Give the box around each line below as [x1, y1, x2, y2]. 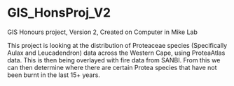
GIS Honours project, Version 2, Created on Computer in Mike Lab [7, 28, 198, 36]
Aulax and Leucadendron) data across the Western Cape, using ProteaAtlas [7, 49, 226, 57]
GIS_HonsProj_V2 [7, 5, 111, 21]
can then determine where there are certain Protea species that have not [7, 63, 217, 71]
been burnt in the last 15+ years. [7, 71, 100, 79]
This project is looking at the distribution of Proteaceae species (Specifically [7, 41, 228, 49]
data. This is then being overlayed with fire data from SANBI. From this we [7, 55, 221, 64]
